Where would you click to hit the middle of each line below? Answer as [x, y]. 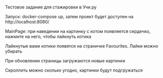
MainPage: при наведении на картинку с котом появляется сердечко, [78, 31]
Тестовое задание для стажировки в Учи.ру [51, 7]
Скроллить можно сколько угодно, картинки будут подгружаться [74, 70]
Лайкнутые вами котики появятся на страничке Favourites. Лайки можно [81, 46]
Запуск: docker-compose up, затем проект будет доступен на [69, 16]
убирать [14, 51]
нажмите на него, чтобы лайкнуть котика [48, 37]
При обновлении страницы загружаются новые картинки [65, 61]
